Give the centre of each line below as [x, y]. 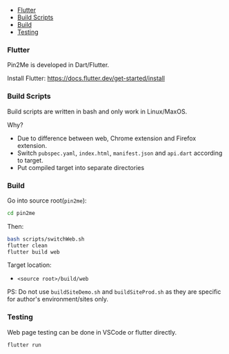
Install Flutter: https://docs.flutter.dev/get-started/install [86, 78]
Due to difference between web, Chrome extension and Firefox [107, 138]
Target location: [29, 265]
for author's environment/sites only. [58, 299]
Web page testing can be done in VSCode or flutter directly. [92, 332]
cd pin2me [21, 213]
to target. [30, 160]
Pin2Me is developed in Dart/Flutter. [58, 65]
